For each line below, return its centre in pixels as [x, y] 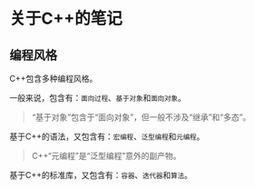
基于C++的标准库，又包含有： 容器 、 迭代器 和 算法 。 [101, 175]
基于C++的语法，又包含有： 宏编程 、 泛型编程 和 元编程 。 [107, 136]
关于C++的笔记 [66, 19]
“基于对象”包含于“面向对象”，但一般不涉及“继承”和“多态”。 [141, 117]
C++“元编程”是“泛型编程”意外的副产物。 [106, 156]
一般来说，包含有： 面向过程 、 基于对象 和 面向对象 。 [98, 98]
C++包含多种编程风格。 [54, 79]
